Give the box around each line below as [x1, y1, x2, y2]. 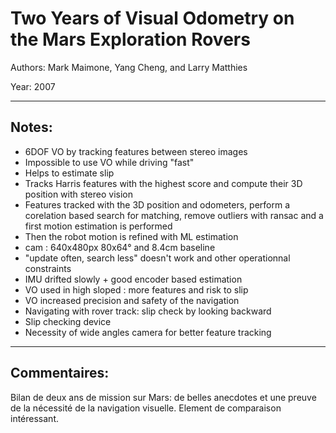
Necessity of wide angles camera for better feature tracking [24, 326, 272, 338]
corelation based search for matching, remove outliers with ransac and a [24, 209, 324, 221]
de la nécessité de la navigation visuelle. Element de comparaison [10, 402, 282, 414]
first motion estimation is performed [24, 220, 173, 232]
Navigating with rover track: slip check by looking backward [24, 305, 272, 317]
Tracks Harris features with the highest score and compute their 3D [24, 177, 303, 189]
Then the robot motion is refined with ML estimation [24, 230, 239, 242]
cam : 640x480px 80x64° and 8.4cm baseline [24, 241, 216, 253]
